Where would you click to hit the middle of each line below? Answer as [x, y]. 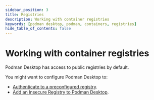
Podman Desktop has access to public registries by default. [67, 67]
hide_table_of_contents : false [38, 29]
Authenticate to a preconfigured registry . [55, 87]
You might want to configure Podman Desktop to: [56, 77]
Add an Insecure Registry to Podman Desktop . [61, 92]
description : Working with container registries [57, 19]
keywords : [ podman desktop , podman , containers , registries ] [71, 24]
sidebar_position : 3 [27, 10]
